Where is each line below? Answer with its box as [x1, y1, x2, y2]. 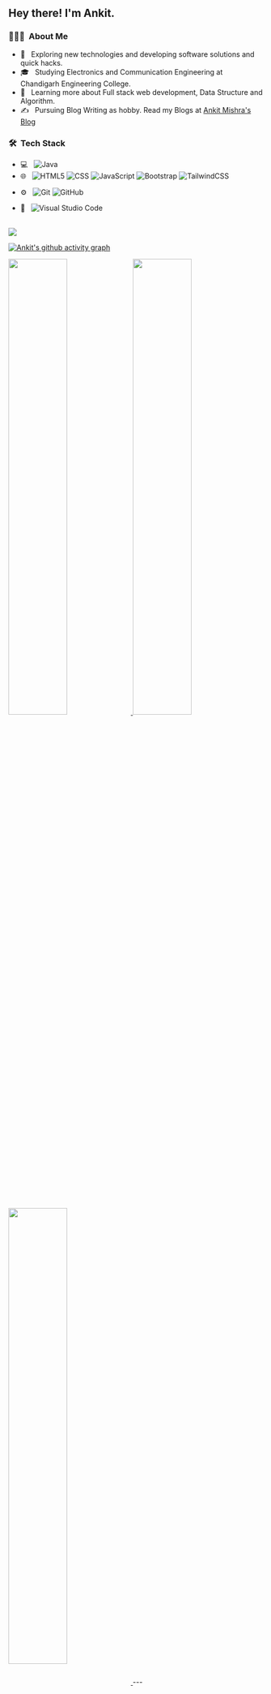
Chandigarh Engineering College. [19, 79, 131, 88]
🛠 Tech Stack [8, 137, 66, 148]
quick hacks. [19, 58, 63, 67]
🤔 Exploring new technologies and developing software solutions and [19, 49, 255, 59]
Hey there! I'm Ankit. [8, 6, 115, 20]
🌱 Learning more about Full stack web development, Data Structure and [19, 87, 263, 97]
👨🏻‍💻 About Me [8, 31, 69, 42]
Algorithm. [19, 96, 55, 105]
